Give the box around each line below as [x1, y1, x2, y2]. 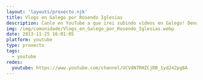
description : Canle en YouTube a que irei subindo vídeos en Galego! [6, 20, 185, 26]
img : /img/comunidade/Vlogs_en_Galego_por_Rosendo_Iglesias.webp [6, 25, 174, 32]
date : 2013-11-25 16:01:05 [6, 31, 74, 37]
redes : [6, 59, 23, 65]
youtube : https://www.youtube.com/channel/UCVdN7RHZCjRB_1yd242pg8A [11, 64, 188, 71]
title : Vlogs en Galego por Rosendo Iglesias [6, 14, 123, 20]
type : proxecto [6, 43, 45, 49]
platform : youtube [6, 37, 53, 43]
